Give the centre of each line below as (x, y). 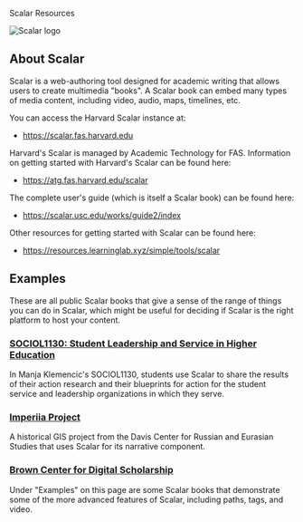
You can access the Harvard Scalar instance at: (98, 118)
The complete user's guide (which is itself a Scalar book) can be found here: (152, 198)
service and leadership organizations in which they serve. (117, 393)
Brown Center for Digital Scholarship (91, 470)
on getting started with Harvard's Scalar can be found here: (120, 162)
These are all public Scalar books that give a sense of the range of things (146, 300)
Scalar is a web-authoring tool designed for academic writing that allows (145, 81)
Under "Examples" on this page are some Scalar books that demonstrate (145, 489)
